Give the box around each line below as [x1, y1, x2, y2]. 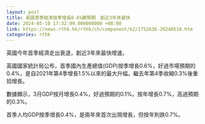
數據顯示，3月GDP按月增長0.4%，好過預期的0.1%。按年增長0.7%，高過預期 [6, 90, 199, 98]
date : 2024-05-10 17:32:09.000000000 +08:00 [6, 20, 122, 26]
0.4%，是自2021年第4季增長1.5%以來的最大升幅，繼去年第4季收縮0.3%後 [6, 70, 193, 77]
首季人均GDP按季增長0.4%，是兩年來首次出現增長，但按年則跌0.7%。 [6, 111, 184, 119]
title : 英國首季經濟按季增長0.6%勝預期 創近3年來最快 [6, 15, 130, 21]
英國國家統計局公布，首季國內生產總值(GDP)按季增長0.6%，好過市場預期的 [6, 62, 196, 70]
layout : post [6, 9, 40, 15]
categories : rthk [6, 32, 51, 38]
